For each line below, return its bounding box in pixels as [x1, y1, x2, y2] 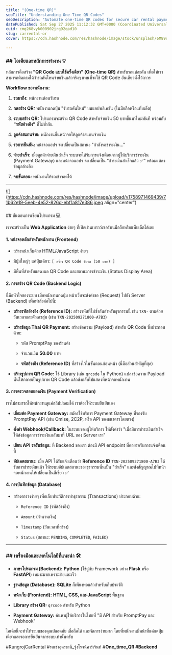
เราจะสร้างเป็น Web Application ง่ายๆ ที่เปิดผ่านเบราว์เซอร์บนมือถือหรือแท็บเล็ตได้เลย [6, 224, 155, 230]
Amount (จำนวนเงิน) [20, 514, 57, 520]
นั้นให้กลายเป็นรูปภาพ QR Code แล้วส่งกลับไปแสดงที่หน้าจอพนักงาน [13, 376, 131, 382]
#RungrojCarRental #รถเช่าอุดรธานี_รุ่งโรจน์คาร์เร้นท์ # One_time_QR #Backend [6, 644, 158, 650]
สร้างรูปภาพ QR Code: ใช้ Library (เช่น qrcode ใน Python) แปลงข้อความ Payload [13, 371, 165, 377]
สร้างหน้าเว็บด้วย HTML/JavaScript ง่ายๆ [13, 248, 88, 254]
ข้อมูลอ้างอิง [13, 163, 33, 169]
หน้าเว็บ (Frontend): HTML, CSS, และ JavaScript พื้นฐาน [13, 592, 125, 598]
